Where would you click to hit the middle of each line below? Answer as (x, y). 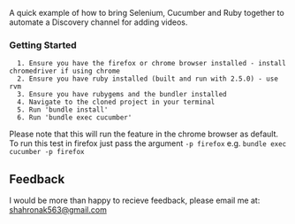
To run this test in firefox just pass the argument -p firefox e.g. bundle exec (148, 143)
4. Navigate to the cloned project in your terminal (116, 102)
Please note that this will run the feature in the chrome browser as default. (144, 134)
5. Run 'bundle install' (63, 110)
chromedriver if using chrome (65, 71)
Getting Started (43, 45)
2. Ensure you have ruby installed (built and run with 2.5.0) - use (147, 79)
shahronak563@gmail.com (58, 210)
